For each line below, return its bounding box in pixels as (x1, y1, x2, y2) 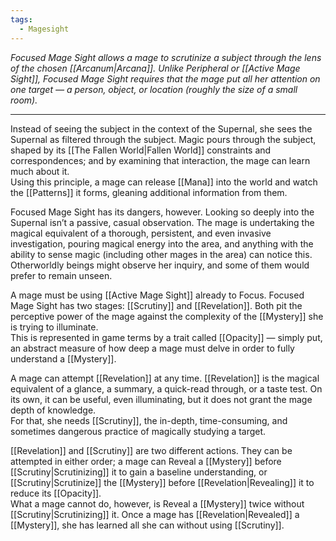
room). (10, 94, 38, 106)
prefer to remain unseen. (10, 269, 113, 281)
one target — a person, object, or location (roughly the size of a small (10, 83, 298, 95)
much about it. (10, 165, 70, 177)
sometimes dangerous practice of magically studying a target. (10, 425, 267, 437)
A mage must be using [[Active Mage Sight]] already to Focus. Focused (10, 289, 305, 301)
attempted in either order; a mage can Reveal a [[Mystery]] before (10, 455, 282, 467)
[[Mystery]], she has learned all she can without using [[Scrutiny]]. (10, 519, 285, 531)
